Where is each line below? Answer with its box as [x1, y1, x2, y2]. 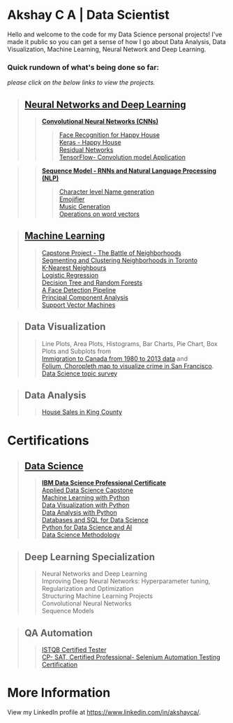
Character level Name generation [59, 187, 155, 196]
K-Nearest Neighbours [41, 263, 107, 272]
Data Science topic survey [41, 369, 118, 378]
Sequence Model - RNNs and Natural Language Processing [41, 166, 217, 175]
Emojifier [59, 195, 85, 203]
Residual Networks [59, 145, 114, 154]
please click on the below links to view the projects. [7, 78, 156, 87]
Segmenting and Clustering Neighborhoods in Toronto [41, 256, 197, 264]
